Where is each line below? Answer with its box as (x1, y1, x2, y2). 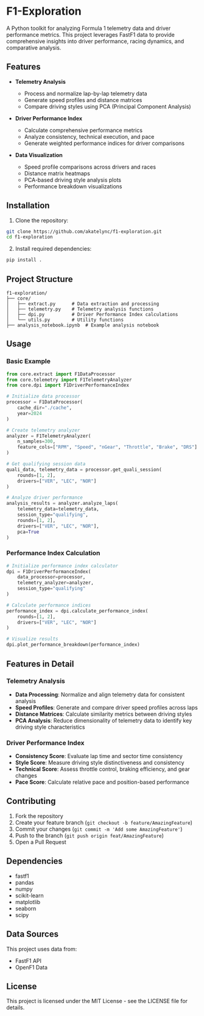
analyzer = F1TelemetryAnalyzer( (6, 433, 91, 439)
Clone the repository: (15, 216, 69, 224)
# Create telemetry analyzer (6, 427, 80, 433)
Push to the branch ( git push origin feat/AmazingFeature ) (15, 831, 164, 839)
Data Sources (6, 929, 59, 940)
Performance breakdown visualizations (24, 182, 122, 190)
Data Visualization (15, 151, 63, 158)
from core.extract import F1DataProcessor (6, 371, 116, 377)
